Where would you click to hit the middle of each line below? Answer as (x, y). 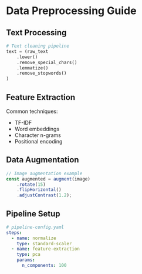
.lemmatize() (33, 68)
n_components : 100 (44, 266)
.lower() (27, 57)
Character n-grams (38, 135)
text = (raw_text (27, 51)
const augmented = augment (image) (48, 179)
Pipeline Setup (33, 214)
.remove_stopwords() (42, 73)
